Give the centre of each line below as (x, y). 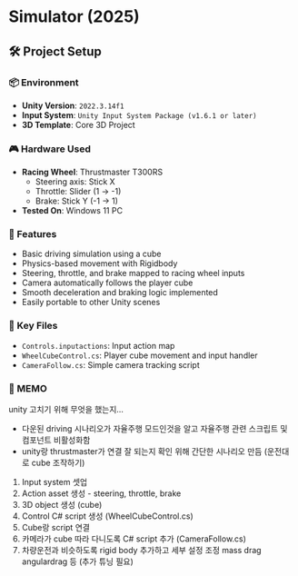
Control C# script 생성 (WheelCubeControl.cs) (107, 516)
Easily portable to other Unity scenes (91, 303)
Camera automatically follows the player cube (107, 283)
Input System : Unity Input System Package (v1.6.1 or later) (139, 114)
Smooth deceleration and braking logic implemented (120, 293)
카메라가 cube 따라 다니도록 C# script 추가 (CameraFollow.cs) (134, 539)
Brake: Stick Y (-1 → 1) (77, 201)
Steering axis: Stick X (75, 182)
